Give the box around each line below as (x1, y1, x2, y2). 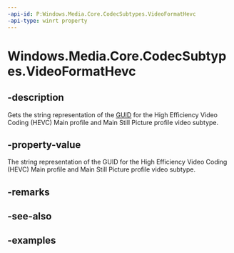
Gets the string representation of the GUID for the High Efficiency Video (7, 110, 218, 119)
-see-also (7, 210, 52, 222)
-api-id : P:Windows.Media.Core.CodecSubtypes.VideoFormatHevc (7, 10, 196, 18)
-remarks (7, 186, 50, 198)
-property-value (7, 139, 81, 151)
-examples (7, 234, 56, 247)
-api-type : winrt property (7, 17, 88, 24)
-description (7, 91, 64, 104)
